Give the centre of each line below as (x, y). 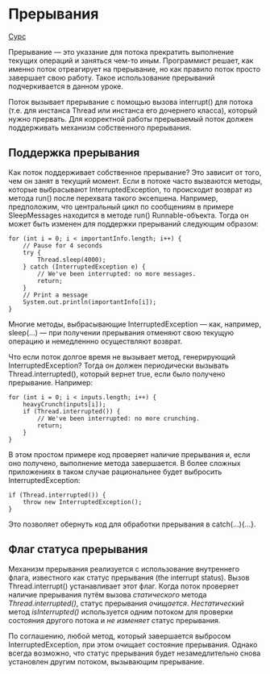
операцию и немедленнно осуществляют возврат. (96, 341)
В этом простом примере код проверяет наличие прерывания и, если (129, 454)
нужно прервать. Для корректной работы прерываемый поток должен (131, 119)
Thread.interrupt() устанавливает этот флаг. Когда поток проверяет (124, 586)
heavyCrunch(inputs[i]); (64, 404)
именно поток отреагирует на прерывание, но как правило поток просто (134, 69)
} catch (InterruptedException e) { (85, 267)
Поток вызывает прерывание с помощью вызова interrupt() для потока (131, 102)
